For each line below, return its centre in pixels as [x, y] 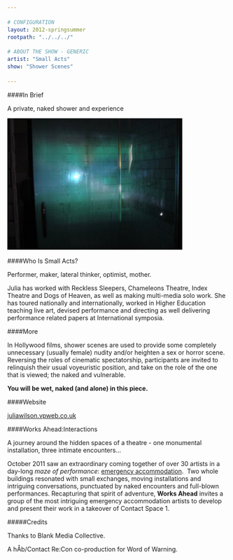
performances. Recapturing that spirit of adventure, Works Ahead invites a [115, 493]
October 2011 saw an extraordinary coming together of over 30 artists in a [114, 463]
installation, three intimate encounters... [64, 450]
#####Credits [27, 521]
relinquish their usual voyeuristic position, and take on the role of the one [112, 367]
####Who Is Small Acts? [43, 261]
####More [23, 331]
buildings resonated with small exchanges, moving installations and [104, 478]
